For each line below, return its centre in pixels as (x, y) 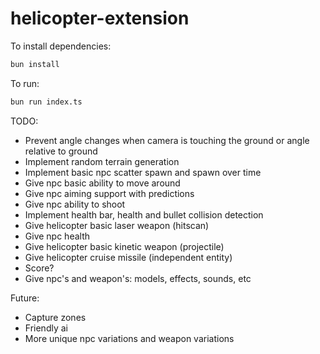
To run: (25, 83)
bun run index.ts (46, 102)
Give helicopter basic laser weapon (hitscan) (117, 225)
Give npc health (57, 236)
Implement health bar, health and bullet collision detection (144, 214)
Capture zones (55, 317)
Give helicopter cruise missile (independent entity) (128, 257)
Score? (39, 268)
